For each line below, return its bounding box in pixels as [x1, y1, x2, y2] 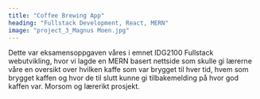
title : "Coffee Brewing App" [8, 11, 105, 20]
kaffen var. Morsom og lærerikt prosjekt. [8, 82, 141, 91]
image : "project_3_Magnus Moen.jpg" [8, 26, 130, 34]
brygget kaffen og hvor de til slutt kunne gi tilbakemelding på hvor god [8, 73, 239, 83]
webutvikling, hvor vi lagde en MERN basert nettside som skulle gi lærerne [8, 56, 253, 66]
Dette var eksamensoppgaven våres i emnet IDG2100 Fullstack [8, 48, 214, 58]
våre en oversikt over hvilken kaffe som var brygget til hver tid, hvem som [8, 65, 249, 74]
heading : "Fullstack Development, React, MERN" [8, 19, 169, 27]
